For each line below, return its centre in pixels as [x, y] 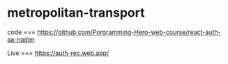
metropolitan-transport [76, 13]
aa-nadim [21, 39]
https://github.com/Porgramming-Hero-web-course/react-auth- [129, 32]
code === [22, 32]
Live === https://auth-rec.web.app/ [58, 53]
